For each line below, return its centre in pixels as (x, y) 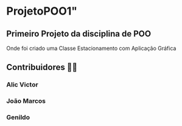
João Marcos (26, 101)
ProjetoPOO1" (42, 11)
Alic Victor (22, 85)
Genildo (18, 117)
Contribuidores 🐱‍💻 (42, 67)
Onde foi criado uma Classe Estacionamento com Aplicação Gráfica (91, 48)
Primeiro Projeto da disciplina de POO (79, 34)
